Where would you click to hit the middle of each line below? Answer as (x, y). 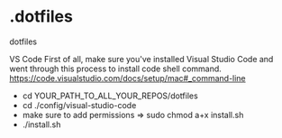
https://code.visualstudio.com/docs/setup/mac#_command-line (127, 78)
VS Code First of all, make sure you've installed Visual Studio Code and (141, 59)
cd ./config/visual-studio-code (79, 105)
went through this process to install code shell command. (116, 69)
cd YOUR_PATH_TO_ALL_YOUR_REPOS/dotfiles (110, 96)
